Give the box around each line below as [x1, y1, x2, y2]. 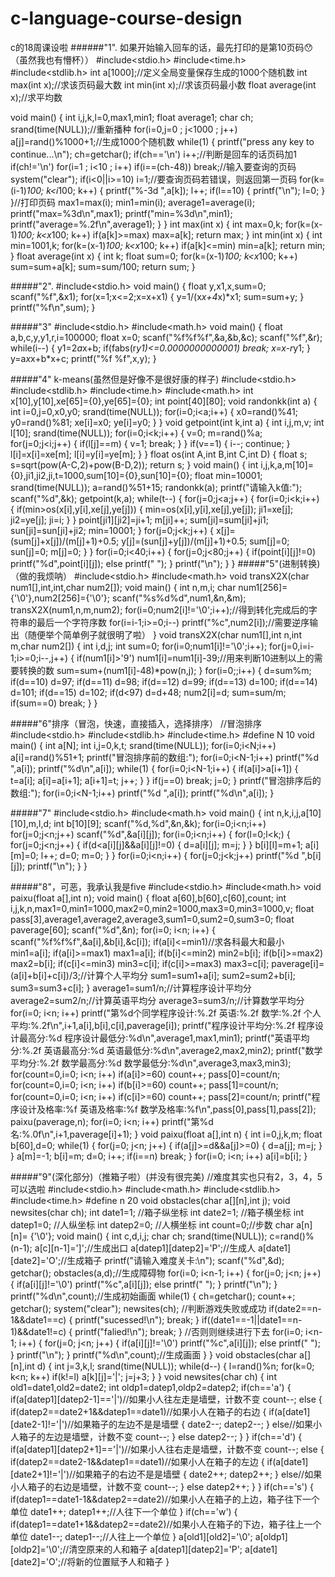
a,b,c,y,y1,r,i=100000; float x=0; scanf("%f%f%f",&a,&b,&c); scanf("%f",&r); [10, 331, 323, 343]
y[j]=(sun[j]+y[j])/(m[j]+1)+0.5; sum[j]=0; [121, 535, 290, 547]
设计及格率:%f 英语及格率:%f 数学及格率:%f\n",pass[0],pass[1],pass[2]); [18, 1103, 317, 1115]
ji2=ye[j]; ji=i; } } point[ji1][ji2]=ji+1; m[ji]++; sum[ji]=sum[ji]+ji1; [10, 513, 269, 526]
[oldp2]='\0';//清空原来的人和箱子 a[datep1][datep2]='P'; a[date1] [10, 1543, 278, 1555]
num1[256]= [238, 581, 288, 593]
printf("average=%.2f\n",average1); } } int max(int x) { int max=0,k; [10, 218, 284, 230]
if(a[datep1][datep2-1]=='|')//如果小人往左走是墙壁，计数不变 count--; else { [10, 1393, 323, 1405]
